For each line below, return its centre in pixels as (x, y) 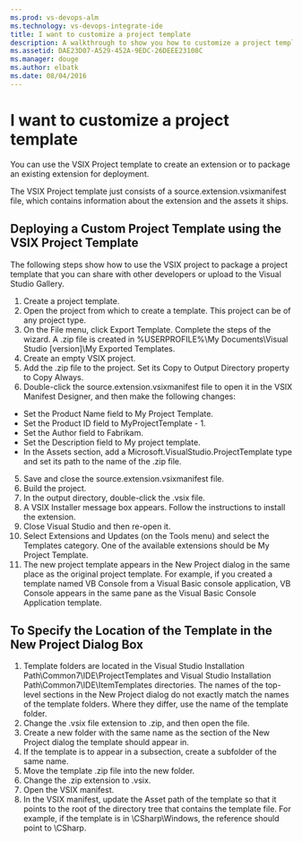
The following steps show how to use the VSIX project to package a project (149, 265)
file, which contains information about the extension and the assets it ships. (150, 200)
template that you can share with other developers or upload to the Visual (146, 273)
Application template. (62, 603)
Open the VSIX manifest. (69, 790)
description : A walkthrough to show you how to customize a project (141, 43)
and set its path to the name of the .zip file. (102, 461)
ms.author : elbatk (44, 68)
